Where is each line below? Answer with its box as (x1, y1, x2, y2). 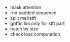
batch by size (10, 26, 39, 32)
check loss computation (10, 31, 61, 37)
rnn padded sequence (10, 10, 57, 16)
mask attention (10, 5, 42, 10)
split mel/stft (10, 15, 37, 21)
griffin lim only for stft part (10, 20, 65, 26)
